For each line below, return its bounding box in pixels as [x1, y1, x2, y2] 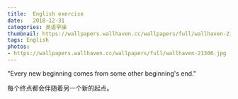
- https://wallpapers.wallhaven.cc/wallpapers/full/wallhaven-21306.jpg [7, 50, 227, 57]
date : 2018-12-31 [7, 17, 65, 24]
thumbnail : [7, 30, 40, 37]
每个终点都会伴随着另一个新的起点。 [7, 83, 113, 92]
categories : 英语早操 [7, 23, 67, 30]
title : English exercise [7, 10, 84, 18]
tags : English [7, 37, 50, 44]
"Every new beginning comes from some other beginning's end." [7, 69, 197, 78]
